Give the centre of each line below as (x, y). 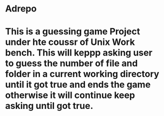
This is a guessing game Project (73, 32)
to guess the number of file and (71, 63)
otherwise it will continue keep (70, 95)
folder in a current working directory (82, 74)
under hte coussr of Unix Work (70, 42)
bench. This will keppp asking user (79, 53)
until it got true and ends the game (78, 85)
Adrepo (21, 9)
